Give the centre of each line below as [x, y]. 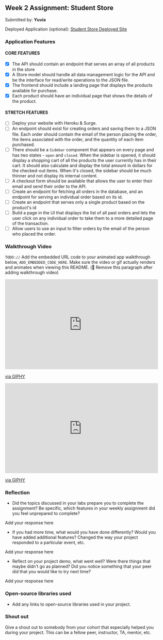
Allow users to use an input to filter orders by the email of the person [81, 228]
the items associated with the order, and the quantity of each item [78, 139]
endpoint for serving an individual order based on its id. [67, 197]
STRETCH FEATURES [27, 112]
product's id [24, 208]
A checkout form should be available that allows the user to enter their [82, 181]
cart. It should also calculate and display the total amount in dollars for [82, 165]
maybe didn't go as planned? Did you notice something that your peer [82, 566]
